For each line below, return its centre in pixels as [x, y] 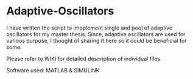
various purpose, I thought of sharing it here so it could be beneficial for [96, 40]
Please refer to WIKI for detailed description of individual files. [84, 58]
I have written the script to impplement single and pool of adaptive [89, 28]
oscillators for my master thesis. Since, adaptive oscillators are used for [96, 34]
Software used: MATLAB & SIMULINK [53, 70]
